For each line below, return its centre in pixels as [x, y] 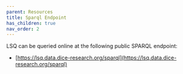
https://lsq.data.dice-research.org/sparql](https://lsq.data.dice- [97, 58]
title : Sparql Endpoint [37, 18]
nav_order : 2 [23, 29]
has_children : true [31, 23]
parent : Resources [30, 12]
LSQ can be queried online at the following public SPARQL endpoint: [92, 46]
